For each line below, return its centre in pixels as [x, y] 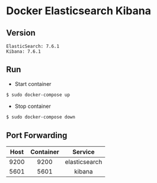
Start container [33, 84]
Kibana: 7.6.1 [24, 52]
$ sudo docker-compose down [41, 117]
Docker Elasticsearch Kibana [78, 11]
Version [21, 33]
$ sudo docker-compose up [38, 95]
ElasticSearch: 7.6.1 [33, 46]
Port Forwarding [37, 135]
